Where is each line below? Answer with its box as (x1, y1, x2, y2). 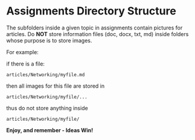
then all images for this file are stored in (6, 82, 105, 90)
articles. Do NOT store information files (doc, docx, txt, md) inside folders (6, 30, 189, 37)
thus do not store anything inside (6, 104, 89, 112)
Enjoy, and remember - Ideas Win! (6, 126, 94, 133)
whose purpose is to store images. (6, 37, 92, 44)
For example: (6, 48, 39, 55)
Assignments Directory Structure (6, 4, 176, 18)
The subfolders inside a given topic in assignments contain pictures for (6, 24, 183, 31)
